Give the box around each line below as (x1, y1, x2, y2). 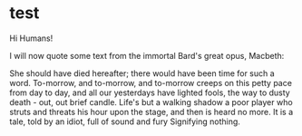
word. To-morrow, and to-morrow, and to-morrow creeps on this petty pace (9, 77, 293, 88)
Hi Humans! (9, 33, 54, 44)
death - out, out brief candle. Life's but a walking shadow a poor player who (9, 96, 293, 107)
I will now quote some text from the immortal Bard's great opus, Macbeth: (9, 50, 285, 61)
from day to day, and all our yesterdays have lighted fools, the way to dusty (9, 87, 290, 98)
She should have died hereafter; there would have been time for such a (9, 67, 275, 79)
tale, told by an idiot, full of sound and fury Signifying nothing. (9, 116, 240, 127)
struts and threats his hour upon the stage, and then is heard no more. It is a (9, 106, 294, 117)
